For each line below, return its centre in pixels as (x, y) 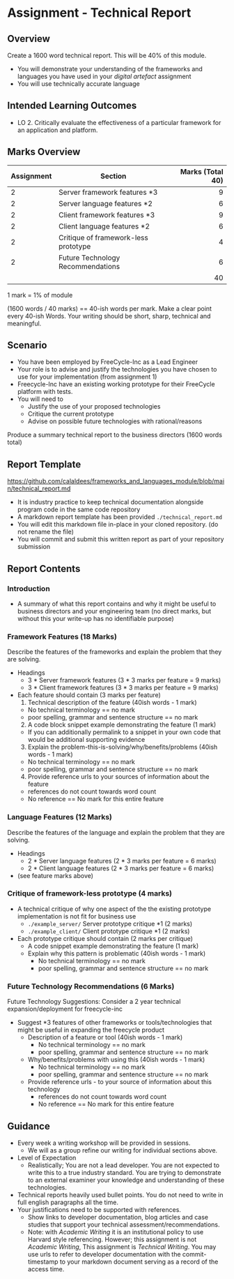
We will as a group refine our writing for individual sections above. (123, 1150)
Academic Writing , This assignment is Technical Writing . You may (122, 1247)
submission (34, 547)
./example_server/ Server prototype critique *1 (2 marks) (110, 923)
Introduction (29, 588)
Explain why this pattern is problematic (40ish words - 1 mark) (117, 953)
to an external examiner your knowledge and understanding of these (126, 1180)
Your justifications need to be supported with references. (99, 1209)
